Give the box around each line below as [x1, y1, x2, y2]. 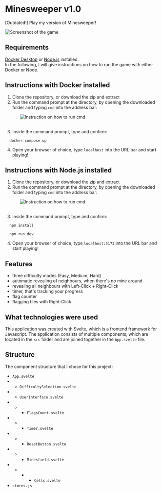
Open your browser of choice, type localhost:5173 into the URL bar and [12, 240, 157, 246]
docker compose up [9, 138, 47, 143]
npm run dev [9, 232, 34, 237]
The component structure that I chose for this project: [5, 364, 113, 370]
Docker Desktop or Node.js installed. [5, 56, 79, 62]
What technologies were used [5, 313, 99, 321]
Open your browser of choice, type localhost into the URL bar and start [12, 147, 157, 152]
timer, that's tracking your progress [12, 288, 83, 295]
